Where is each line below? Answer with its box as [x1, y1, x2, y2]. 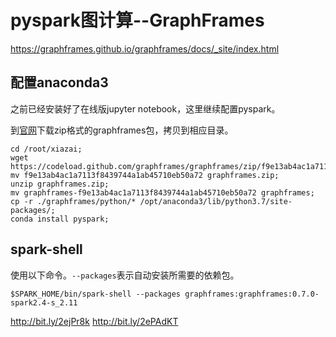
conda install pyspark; [10, 214, 110, 224]
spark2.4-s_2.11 [10, 297, 78, 308]
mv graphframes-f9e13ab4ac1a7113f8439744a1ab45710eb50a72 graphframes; [10, 187, 315, 198]
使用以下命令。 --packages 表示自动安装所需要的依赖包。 [10, 269, 240, 281]
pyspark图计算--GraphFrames [10, 9, 265, 32]
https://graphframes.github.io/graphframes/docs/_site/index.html [10, 42, 280, 55]
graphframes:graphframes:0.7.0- [184, 289, 320, 299]
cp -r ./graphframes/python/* [10, 196, 137, 206]
